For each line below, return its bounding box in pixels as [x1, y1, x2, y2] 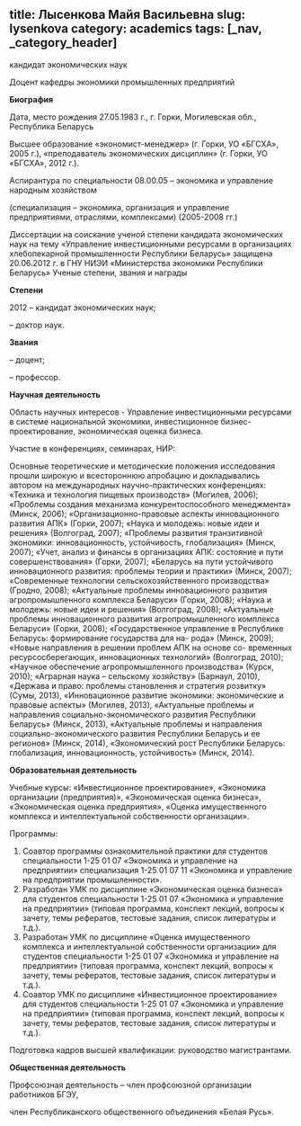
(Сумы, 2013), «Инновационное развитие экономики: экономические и [9, 690, 285, 701]
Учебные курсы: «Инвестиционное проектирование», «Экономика [9, 782, 267, 792]
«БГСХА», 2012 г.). [9, 157, 79, 168]
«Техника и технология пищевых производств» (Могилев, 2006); [9, 489, 259, 500]
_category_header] [9, 35, 118, 50]
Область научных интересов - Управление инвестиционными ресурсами [9, 407, 292, 417]
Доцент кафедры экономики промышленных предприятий [9, 76, 235, 87]
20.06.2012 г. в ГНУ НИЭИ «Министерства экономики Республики [9, 257, 263, 268]
